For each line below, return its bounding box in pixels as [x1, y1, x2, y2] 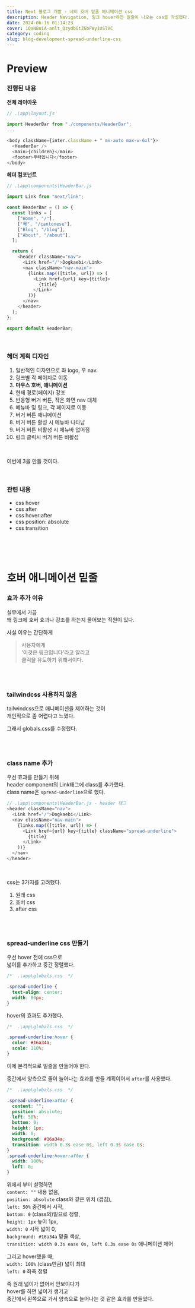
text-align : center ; [12, 989, 63, 995]
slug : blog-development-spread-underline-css [7, 36, 121, 42]
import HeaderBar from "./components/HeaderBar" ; [7, 121, 132, 128]
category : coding [7, 31, 50, 37]
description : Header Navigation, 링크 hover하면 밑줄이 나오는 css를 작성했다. [7, 14, 190, 20]
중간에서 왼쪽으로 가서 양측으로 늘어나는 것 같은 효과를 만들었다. [7, 1296, 154, 1303]
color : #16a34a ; [12, 1040, 52, 1046]
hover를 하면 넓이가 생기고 [7, 1288, 69, 1295]
